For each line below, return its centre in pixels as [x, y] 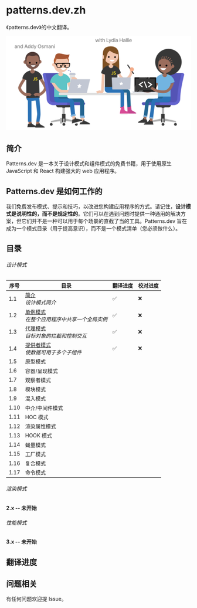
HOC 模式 [37, 417]
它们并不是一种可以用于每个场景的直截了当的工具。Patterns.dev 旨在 [104, 221]
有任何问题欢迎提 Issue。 [36, 599]
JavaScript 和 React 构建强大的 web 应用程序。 [63, 171]
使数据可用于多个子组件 [54, 352]
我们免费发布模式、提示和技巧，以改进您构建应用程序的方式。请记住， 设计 [96, 206]
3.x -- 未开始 [21, 542]
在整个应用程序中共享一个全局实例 [66, 319]
